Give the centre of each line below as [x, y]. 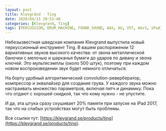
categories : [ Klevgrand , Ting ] [37, 23]
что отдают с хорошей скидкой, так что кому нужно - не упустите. [76, 94]
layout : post [19, 10]
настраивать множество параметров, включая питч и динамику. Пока [80, 88]
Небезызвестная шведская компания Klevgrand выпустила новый [75, 42]
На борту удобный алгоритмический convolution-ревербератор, [73, 78]
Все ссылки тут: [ [23, 118]
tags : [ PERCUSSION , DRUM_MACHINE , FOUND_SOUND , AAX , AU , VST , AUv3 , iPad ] [84, 28]
